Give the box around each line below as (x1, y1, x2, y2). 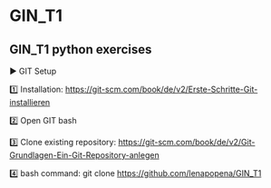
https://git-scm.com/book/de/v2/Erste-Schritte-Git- (64, 84, 258, 94)
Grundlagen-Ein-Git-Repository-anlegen (9, 150, 160, 160)
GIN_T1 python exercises (9, 42, 152, 57)
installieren (9, 97, 51, 107)
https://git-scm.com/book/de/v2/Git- (117, 137, 256, 147)
